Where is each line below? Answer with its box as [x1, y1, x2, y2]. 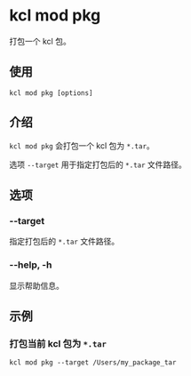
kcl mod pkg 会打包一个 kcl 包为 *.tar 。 [9, 140, 155, 151]
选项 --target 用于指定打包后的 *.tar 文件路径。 [9, 159, 187, 170]
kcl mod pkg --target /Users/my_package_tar [9, 358, 177, 367]
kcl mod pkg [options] [9, 88, 93, 98]
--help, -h [9, 259, 52, 271]
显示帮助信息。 [9, 280, 64, 291]
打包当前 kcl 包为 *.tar [9, 337, 107, 349]
